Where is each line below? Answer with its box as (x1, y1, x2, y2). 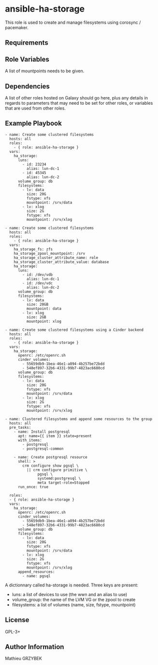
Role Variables (5, 55, 49, 64)
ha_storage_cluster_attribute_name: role (14, 255, 98, 260)
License (5, 616, 29, 624)
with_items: (17, 438, 42, 442)
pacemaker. (5, 24, 29, 30)
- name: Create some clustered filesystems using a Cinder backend (5, 327, 144, 332)
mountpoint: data (26, 306, 62, 311)
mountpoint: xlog (26, 319, 62, 324)
